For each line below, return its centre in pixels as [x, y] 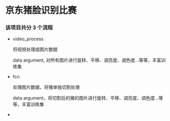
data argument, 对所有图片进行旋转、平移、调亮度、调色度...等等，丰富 [87, 60]
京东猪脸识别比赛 [41, 10]
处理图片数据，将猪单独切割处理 [46, 87]
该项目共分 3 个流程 [29, 27]
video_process [28, 39]
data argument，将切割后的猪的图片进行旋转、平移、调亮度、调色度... [86, 98]
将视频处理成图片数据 [35, 49]
